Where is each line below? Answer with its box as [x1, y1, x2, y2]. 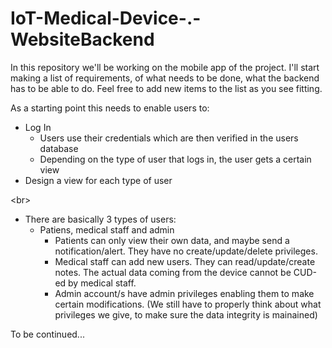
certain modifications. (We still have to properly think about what [54, 298, 322, 310]
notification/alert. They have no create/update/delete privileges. [54, 245, 318, 257]
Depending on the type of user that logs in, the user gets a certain [39, 153, 312, 165]
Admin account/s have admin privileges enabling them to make [54, 287, 315, 299]
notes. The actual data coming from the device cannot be [54, 266, 292, 278]
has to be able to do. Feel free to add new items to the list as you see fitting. [10, 82, 323, 94]
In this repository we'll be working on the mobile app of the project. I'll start [10, 61, 320, 73]
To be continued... [10, 328, 85, 340]
